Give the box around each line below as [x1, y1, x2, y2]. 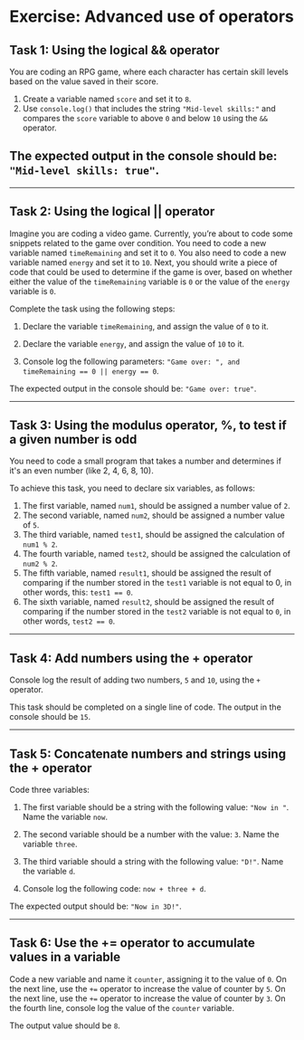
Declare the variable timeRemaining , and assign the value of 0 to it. [22, 320, 270, 331]
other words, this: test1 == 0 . [22, 587, 134, 598]
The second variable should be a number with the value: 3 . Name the [22, 829, 280, 840]
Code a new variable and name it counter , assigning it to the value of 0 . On [9, 973, 287, 984]
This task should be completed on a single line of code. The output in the [9, 701, 282, 712]
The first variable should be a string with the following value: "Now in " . [22, 802, 290, 813]
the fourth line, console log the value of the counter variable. [9, 1002, 235, 1013]
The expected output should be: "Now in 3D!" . [9, 901, 183, 911]
